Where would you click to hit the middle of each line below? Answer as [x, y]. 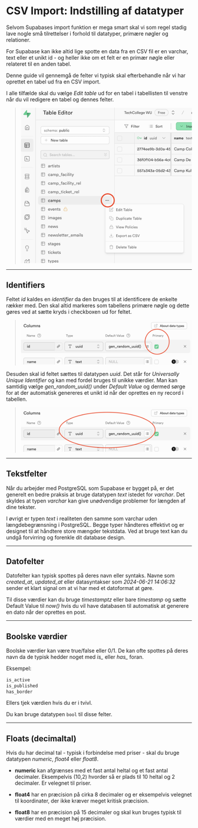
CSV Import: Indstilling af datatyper [95, 11]
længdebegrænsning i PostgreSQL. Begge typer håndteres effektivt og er [95, 524]
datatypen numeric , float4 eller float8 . [52, 759]
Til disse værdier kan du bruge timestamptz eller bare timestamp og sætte [96, 600]
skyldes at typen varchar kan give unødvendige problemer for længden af [96, 501]
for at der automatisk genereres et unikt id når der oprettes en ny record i [95, 393]
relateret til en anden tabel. [39, 64]
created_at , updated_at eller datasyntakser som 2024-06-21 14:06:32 [91, 582]
